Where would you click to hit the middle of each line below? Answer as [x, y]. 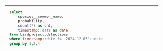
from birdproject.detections [39, 34]
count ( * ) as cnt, [35, 25]
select [16, 12]
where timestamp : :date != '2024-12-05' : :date [56, 39]
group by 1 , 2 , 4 [25, 44]
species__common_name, [41, 17]
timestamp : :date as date [43, 30]
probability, [31, 21]
